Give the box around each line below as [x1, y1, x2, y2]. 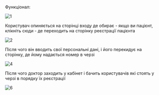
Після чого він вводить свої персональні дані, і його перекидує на [5, 47, 142, 52]
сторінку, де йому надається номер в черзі [5, 52, 95, 57]
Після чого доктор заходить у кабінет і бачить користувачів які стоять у [5, 70, 154, 76]
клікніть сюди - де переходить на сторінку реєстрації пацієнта [5, 28, 135, 33]
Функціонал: [5, 4, 31, 10]
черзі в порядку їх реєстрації [5, 76, 65, 81]
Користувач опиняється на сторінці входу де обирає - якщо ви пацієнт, [5, 23, 153, 28]
